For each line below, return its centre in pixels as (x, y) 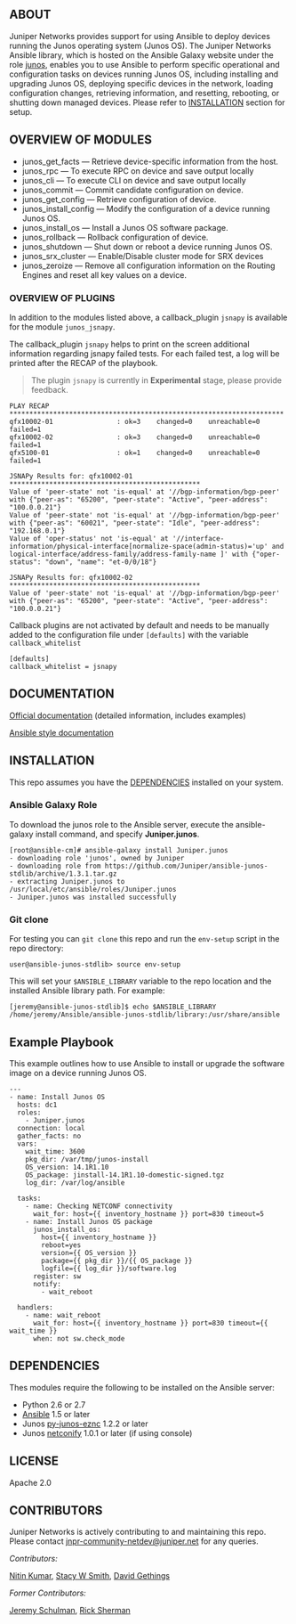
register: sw (57, 1276)
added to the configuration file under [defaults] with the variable (129, 634)
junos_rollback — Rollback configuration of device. (115, 237)
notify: (47, 1284)
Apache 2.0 (30, 1482)
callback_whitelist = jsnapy (63, 666)
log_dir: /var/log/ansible (75, 1183)
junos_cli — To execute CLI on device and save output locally (134, 180)
